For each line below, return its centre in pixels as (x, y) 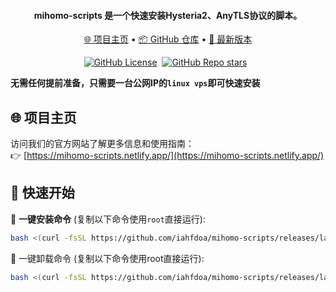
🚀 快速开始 (42, 193)
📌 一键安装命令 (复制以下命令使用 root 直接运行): (108, 219)
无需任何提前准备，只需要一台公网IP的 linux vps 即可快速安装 (135, 83)
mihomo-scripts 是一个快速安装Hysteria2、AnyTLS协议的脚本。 (168, 15)
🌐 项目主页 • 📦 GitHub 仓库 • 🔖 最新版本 (168, 39)
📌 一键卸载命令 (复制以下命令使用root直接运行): (107, 258)
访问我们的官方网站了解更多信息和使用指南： (102, 144)
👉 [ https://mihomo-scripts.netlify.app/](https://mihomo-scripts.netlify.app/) (167, 156)
